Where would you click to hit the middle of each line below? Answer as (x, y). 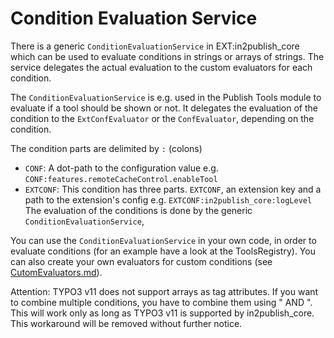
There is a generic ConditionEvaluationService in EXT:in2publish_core (155, 46)
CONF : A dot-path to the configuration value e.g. (121, 168)
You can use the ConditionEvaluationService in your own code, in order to (163, 240)
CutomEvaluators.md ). (56, 272)
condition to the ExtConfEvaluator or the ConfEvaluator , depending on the (162, 118)
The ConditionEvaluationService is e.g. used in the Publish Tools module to (166, 97)
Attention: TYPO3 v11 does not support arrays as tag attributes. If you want (164, 291)
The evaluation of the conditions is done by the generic (138, 210)
